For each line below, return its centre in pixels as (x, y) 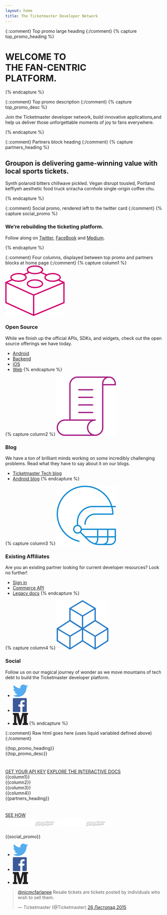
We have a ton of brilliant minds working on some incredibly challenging (80, 458)
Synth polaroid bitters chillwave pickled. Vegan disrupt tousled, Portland (80, 183)
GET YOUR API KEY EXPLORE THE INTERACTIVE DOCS (63, 771)
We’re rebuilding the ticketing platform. (54, 227)
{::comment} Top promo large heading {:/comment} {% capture (71, 31)
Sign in (20, 583)
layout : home (19, 11)
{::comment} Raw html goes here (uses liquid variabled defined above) (79, 733)
